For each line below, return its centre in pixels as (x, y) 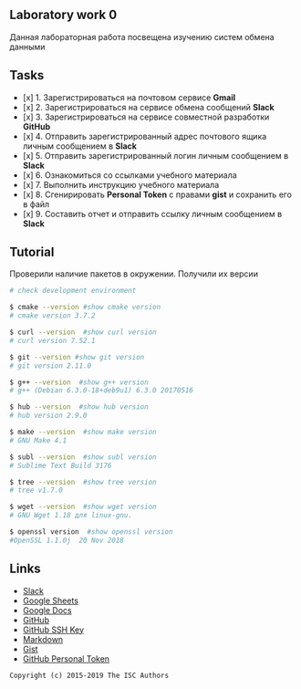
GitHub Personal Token (66, 658)
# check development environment (73, 291)
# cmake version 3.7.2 (52, 316)
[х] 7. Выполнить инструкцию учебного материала (121, 184)
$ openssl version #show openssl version (91, 532)
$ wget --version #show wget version (83, 507)
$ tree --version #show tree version (83, 482)
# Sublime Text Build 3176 (61, 465)
